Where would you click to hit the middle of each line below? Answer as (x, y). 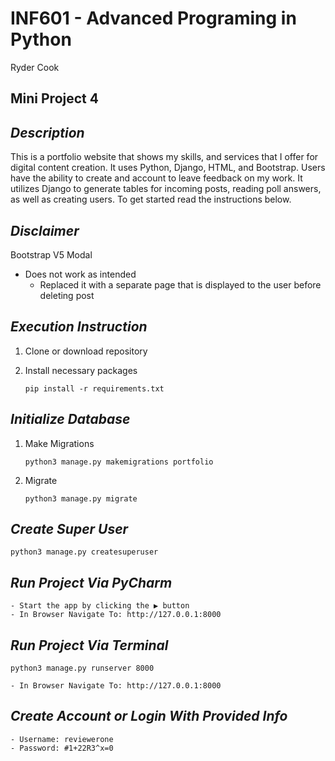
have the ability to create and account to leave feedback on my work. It (156, 178)
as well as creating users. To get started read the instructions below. (151, 199)
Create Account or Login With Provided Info (149, 716)
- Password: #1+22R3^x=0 (62, 748)
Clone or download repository (86, 351)
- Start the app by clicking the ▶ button (100, 606)
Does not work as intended (80, 274)
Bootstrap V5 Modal (51, 254)
